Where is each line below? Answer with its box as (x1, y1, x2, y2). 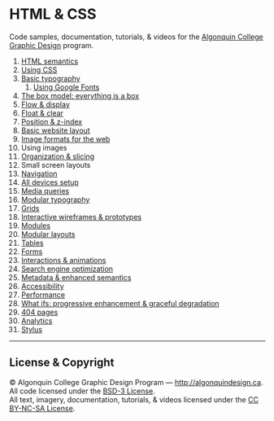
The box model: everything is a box (20, 90, 140, 100)
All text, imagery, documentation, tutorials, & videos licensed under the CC (9, 394, 259, 404)
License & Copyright (9, 356, 115, 370)
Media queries (20, 186, 70, 195)
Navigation (20, 169, 58, 178)
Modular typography (20, 195, 90, 204)
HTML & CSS (9, 5, 97, 24)
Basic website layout (20, 125, 90, 135)
